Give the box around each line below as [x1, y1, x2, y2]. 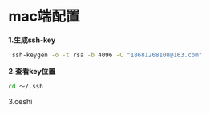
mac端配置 [8, 7, 80, 25]
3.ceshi [8, 96, 33, 106]
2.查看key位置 [8, 66, 56, 76]
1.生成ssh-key [8, 35, 56, 45]
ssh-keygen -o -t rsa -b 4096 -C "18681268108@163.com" [11, 51, 203, 59]
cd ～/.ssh [8, 82, 44, 90]
